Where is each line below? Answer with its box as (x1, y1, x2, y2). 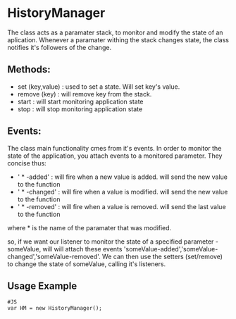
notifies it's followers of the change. (7, 43, 111, 51)
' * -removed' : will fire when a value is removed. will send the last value (17, 202, 227, 211)
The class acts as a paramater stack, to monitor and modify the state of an (7, 28, 223, 37)
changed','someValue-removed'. (7, 252, 101, 261)
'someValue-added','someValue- (123, 244, 218, 253)
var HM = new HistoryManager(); (7, 305, 102, 312)
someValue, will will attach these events (7, 244, 123, 253)
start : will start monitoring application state (17, 97, 144, 106)
